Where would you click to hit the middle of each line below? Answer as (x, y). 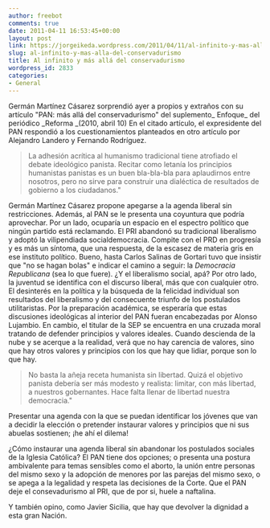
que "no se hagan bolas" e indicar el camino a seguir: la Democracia (122, 265)
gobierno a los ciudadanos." (74, 190)
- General (25, 83)
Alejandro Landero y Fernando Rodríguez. (78, 140)
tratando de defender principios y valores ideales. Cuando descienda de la (132, 334)
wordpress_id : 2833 (41, 68)
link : (17, 46)
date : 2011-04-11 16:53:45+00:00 (64, 31)
